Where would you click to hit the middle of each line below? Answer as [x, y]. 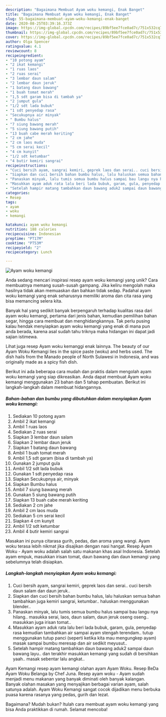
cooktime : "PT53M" [24, 243]
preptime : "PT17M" [24, 239]
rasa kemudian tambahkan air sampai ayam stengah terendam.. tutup [83, 633]
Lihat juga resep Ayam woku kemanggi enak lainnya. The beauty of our [78, 346]
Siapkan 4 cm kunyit [33, 521]
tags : [11, 202]
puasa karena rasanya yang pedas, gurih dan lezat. [57, 695]
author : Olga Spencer [28, 42]
